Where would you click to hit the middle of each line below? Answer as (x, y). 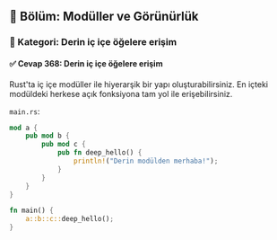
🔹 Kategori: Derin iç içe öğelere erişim (93, 42)
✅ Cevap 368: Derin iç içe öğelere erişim (86, 63)
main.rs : (25, 111)
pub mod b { (48, 136)
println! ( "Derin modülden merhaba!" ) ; (146, 161)
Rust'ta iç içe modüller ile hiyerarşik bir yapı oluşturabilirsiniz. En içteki (139, 84)
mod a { (24, 128)
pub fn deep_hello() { (100, 153)
